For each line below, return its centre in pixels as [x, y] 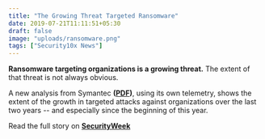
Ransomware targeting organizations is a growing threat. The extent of [129, 69]
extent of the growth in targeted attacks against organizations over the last [132, 102]
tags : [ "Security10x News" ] [56, 46]
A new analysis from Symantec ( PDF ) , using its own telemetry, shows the [130, 93]
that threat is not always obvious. [63, 78]
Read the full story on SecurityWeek [69, 126]
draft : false [30, 31]
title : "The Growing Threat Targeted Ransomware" [94, 16]
